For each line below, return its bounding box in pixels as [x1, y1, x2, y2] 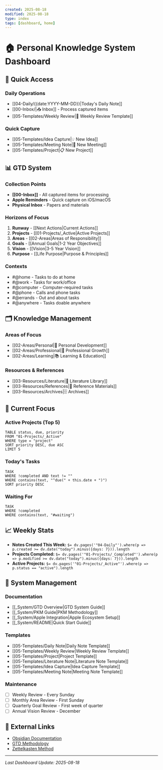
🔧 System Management [5, 579, 77, 587]
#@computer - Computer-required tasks [12, 284, 93, 290]
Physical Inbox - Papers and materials [12, 202, 89, 208]
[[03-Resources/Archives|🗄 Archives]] [12, 388, 89, 394]
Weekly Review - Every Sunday [12, 692, 75, 698]
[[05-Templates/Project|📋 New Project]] [12, 147, 94, 153]
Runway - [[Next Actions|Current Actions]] [12, 225, 98, 231]
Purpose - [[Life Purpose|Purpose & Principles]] [12, 251, 109, 257]
